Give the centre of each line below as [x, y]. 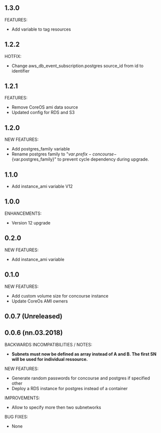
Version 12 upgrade [31, 223]
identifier [21, 71]
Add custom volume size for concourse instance [60, 296]
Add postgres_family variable [41, 149]
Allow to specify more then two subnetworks [56, 407]
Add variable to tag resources [41, 29]
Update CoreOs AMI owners [40, 301]
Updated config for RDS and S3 [43, 113]
